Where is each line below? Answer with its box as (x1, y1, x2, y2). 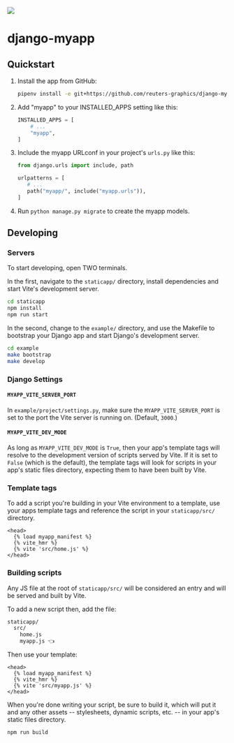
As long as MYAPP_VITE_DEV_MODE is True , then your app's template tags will (7, 443, 220, 452)
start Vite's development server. (7, 285, 99, 293)
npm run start (7, 311, 49, 318)
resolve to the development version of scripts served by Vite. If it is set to (7, 451, 218, 459)
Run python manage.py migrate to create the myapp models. (17, 207, 190, 215)
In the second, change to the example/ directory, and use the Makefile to (7, 324, 215, 332)
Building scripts (7, 568, 62, 578)
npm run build (7, 729, 49, 736)
